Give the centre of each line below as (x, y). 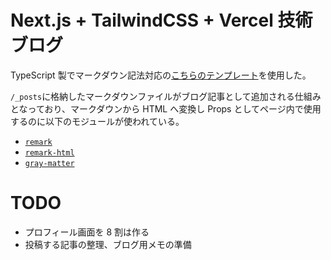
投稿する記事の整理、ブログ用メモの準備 (108, 244)
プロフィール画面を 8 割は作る (87, 232)
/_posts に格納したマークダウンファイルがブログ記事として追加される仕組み (166, 96)
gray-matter (49, 163)
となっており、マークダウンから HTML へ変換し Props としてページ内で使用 (166, 108)
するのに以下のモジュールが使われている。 (97, 121)
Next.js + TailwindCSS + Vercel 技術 (161, 20)
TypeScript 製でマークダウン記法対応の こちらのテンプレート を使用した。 (161, 75)
